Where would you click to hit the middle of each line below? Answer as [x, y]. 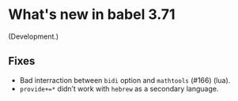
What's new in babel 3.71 [92, 15]
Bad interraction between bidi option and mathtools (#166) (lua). [125, 80]
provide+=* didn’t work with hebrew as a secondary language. [119, 88]
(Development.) [34, 36]
